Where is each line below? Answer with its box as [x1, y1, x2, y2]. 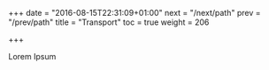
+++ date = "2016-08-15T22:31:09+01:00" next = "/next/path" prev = [8, 8, 261, 18]
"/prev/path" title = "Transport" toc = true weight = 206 [8, 17, 210, 27]
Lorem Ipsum [8, 51, 57, 61]
